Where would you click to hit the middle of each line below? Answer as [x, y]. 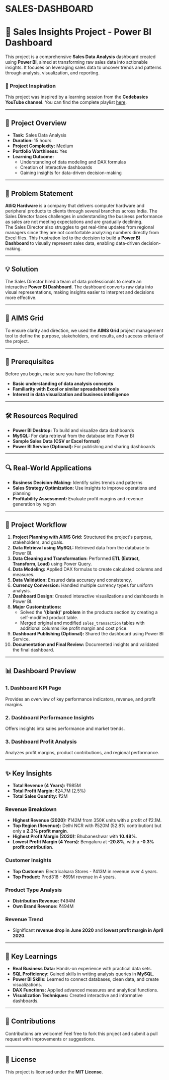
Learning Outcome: [33, 157]
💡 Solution [22, 269]
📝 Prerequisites [30, 362]
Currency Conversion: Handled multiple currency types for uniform [83, 585]
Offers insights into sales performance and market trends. [65, 728]
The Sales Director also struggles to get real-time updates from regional [80, 227]
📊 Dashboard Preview [41, 671]
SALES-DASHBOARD [50, 9]
